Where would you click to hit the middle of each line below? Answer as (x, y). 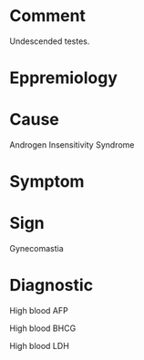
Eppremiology (64, 78)
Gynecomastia (36, 249)
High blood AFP (39, 311)
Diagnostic (51, 286)
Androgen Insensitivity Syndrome (72, 145)
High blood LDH (40, 346)
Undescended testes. (50, 41)
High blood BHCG (43, 328)
